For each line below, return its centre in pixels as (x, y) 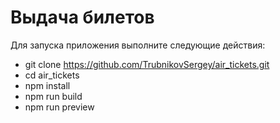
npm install (47, 85)
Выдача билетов (82, 17)
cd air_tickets (52, 75)
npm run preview (59, 107)
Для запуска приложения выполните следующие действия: (138, 45)
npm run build (53, 96)
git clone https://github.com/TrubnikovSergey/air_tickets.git (147, 64)
